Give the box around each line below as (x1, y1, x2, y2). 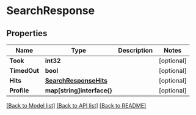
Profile (9, 86, 29, 95)
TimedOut (9, 67, 40, 75)
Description (118, 46, 153, 54)
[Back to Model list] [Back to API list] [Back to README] (6, 102, 147, 109)
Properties (6, 28, 48, 39)
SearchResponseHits (45, 76, 108, 84)
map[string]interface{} (45, 86, 112, 95)
